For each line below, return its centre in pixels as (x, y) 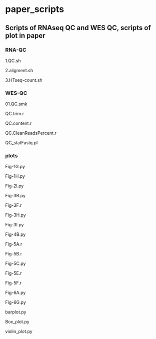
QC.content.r (18, 123)
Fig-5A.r (14, 244)
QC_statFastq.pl (21, 143)
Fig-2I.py (14, 186)
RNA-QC (16, 50)
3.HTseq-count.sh (24, 80)
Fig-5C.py (15, 263)
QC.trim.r (14, 114)
